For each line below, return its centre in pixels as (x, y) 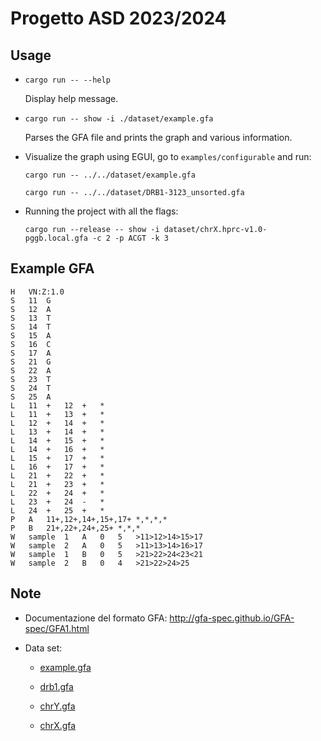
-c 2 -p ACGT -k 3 (130, 238)
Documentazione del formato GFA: (96, 618)
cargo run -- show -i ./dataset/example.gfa (119, 119)
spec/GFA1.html (57, 628)
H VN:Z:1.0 (37, 292)
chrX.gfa (58, 725)
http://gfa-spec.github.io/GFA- (232, 618)
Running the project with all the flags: (101, 211)
